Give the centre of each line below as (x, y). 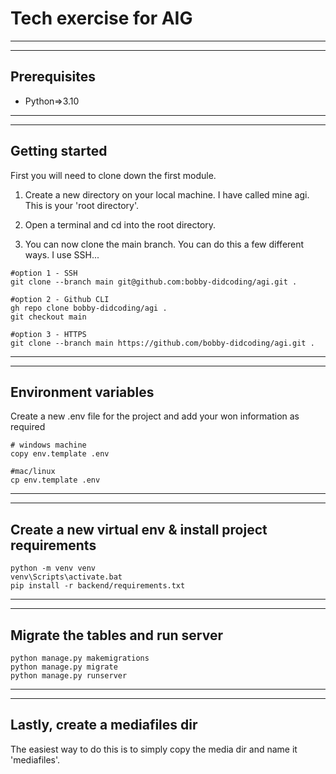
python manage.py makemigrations (80, 658)
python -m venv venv (53, 568)
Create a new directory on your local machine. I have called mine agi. (167, 194)
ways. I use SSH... (62, 254)
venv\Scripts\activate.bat (66, 577)
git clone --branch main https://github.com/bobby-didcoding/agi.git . (162, 343)
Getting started (59, 151)
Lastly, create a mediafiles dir (104, 725)
